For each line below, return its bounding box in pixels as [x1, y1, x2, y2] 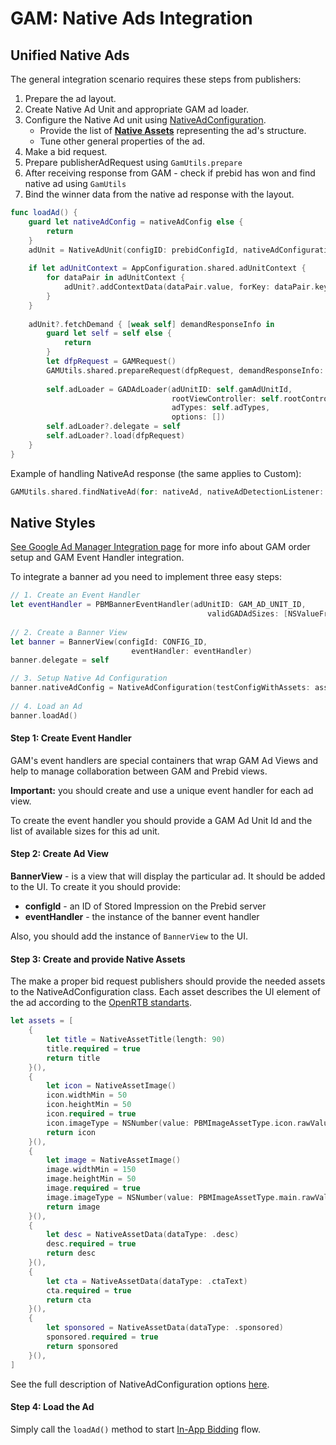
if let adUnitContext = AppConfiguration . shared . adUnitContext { [28, 263, 307, 274]
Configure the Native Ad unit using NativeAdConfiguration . [24, 114, 267, 126]
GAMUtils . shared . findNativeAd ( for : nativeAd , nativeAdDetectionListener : [10, 487, 325, 497]
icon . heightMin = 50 [46, 1100, 132, 1110]
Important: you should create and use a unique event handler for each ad [10, 784, 314, 796]
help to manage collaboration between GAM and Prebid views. [10, 765, 268, 777]
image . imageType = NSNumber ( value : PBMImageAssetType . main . [46, 1192, 302, 1202]
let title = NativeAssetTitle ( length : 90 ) [46, 1035, 226, 1045]
